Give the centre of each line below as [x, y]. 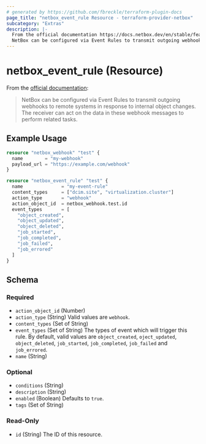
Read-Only [23, 421]
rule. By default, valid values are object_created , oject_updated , [96, 337]
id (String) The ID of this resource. [59, 434]
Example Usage [37, 139]
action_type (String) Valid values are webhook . [72, 317]
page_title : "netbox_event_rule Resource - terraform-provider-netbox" [100, 18]
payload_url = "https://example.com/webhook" [71, 164]
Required [20, 297]
